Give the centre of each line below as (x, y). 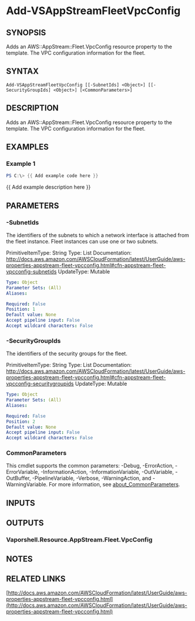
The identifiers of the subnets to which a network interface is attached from (98, 235)
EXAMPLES (27, 147)
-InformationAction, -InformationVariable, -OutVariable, (107, 472)
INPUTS (21, 503)
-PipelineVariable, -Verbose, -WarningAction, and (92, 478)
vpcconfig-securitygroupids (40, 384)
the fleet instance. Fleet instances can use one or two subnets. (82, 241)
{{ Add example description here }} (48, 187)
